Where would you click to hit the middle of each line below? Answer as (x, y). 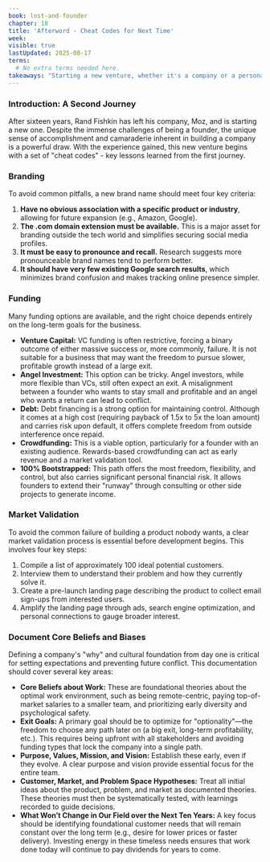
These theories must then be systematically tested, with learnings (129, 798)
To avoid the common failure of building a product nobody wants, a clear (129, 532)
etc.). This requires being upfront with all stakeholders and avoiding (132, 739)
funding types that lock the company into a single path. (111, 747)
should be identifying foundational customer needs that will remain (130, 824)
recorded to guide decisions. (67, 807)
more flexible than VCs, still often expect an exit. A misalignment (126, 383)
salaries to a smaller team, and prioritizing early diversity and (146, 704)
